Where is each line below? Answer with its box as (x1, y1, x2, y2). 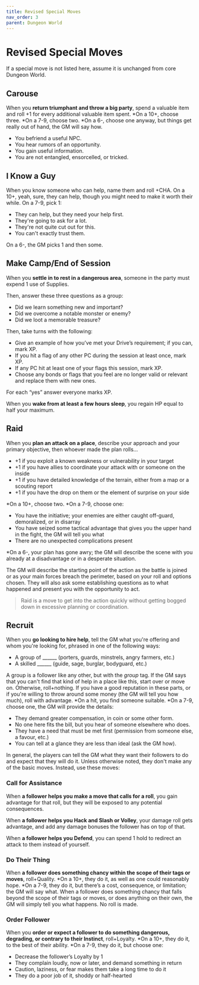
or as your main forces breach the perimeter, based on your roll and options (6, 573, 192, 580)
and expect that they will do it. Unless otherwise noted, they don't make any (6, 758, 192, 765)
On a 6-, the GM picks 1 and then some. (6, 241, 103, 248)
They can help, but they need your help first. (14, 210, 124, 217)
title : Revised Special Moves (6, 8, 81, 15)
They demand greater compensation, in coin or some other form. (14, 715, 174, 722)
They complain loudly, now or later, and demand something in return (14, 959, 182, 967)
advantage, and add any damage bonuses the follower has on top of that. (6, 823, 186, 830)
